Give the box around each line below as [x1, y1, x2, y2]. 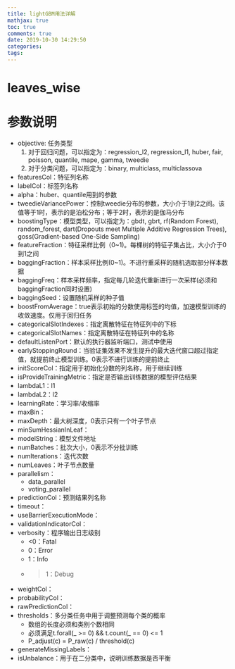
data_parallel [27, 477, 65, 486]
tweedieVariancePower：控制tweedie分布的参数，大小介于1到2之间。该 [17, 199, 225, 208]
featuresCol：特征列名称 [17, 173, 89, 181]
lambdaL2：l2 [17, 390, 58, 399]
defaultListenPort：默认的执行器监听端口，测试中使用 [17, 337, 172, 346]
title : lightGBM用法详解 [7, 10, 76, 18]
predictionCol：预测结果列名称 [17, 494, 107, 501]
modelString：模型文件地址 [17, 434, 96, 442]
